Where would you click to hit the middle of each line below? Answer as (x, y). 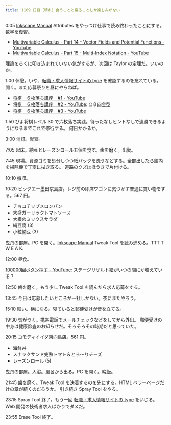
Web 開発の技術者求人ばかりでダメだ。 (46, 406)
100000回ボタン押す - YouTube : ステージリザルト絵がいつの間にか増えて (82, 270)
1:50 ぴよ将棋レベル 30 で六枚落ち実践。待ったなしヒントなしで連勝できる (83, 121)
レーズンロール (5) (32, 360)
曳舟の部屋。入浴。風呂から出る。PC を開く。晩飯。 (60, 371)
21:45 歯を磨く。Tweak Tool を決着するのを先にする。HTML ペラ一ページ (83, 383)
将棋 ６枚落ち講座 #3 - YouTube (50, 111)
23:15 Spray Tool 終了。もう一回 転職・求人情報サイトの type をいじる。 (81, 399)
